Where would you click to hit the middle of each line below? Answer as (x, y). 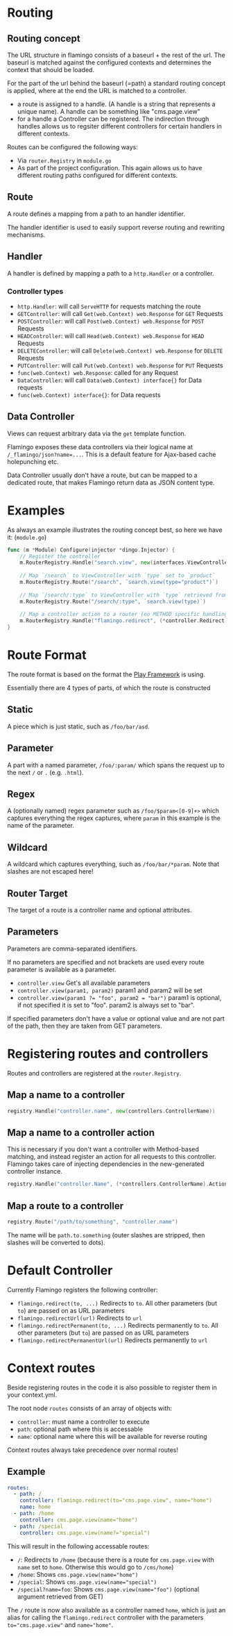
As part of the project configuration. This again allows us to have (110, 168)
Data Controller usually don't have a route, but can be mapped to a (102, 475)
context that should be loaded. (51, 70)
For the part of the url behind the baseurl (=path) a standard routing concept (116, 83)
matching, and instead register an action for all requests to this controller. (112, 1157)
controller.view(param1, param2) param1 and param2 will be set (110, 990)
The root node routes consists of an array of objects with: (89, 1408)
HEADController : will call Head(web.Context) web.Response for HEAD (111, 335)
